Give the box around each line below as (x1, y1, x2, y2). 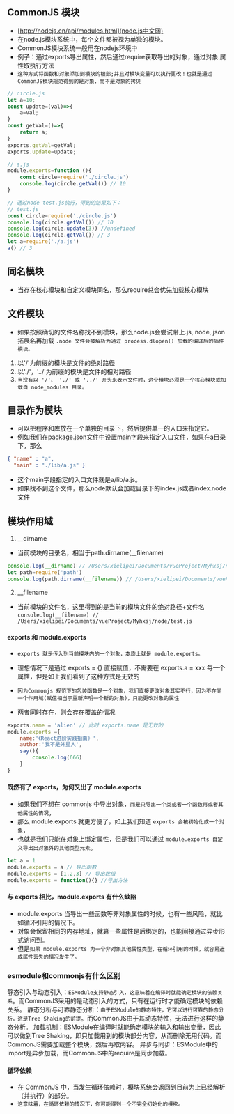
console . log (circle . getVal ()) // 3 (7, 232, 111, 239)
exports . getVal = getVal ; (7, 141, 77, 148)
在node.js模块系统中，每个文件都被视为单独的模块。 (17, 35, 167, 43)
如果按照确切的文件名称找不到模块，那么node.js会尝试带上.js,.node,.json (17, 327, 225, 336)
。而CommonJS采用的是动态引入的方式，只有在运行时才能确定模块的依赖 (12, 996, 223, 1005)
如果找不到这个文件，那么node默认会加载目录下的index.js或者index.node (17, 484, 226, 493)
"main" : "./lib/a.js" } (13, 462, 86, 469)
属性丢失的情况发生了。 (22, 953, 80, 960)
